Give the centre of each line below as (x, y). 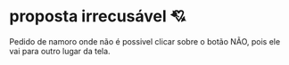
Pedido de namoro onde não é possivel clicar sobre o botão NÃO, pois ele (145, 41)
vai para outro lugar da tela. (60, 51)
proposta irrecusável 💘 (98, 16)
